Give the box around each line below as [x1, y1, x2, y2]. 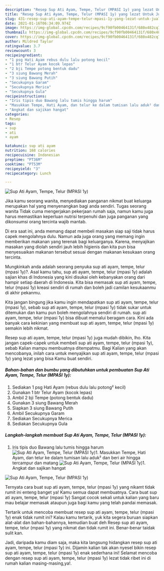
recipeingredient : [5, 52, 42, 58]
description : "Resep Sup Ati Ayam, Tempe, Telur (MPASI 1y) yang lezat [5, 7, 154, 12]
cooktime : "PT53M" [5, 162, 42, 167]
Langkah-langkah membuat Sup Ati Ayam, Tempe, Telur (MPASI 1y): [5, 432, 146, 438]
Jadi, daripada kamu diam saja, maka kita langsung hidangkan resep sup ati [5, 540, 158, 546]
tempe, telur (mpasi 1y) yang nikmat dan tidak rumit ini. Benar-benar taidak [5, 525, 155, 531]
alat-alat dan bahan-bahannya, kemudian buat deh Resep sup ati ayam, [5, 520, 149, 525]
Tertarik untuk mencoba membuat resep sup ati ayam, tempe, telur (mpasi [5, 509, 154, 515]
